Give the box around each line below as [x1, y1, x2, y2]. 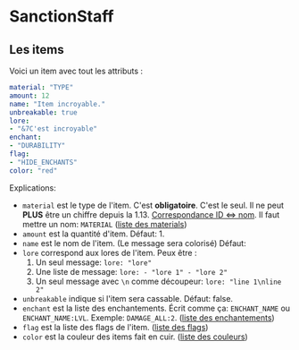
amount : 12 [9, 91, 50, 100]
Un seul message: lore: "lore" [35, 257, 153, 268]
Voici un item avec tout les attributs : [9, 65, 144, 76]
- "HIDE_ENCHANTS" [9, 158, 78, 166]
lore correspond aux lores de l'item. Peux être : [21, 247, 197, 258]
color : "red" [9, 166, 58, 175]
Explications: [9, 182, 56, 193]
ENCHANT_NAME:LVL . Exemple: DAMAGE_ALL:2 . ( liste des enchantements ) [21, 312, 275, 323]
